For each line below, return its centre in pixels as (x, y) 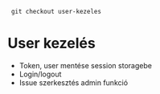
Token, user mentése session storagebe (85, 65)
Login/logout (40, 74)
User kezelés (51, 43)
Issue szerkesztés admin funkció (74, 82)
